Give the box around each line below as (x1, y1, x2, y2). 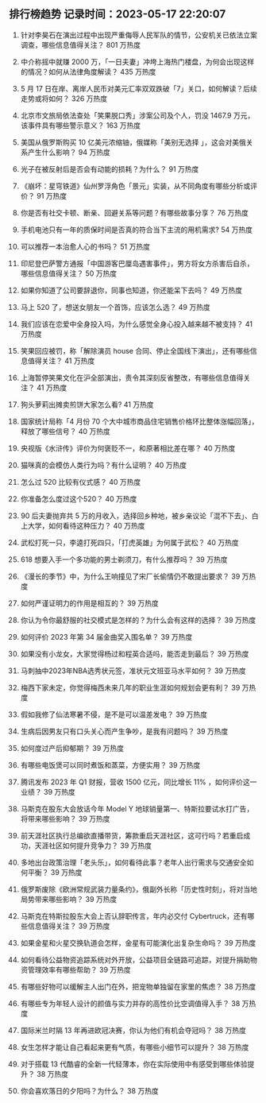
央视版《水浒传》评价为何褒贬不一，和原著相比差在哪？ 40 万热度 (20, 443, 236, 453)
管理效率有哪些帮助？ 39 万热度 (27, 965, 132, 974)
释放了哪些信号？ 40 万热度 (20, 426, 110, 435)
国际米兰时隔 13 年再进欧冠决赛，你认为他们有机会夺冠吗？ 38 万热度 (20, 1025, 247, 1035)
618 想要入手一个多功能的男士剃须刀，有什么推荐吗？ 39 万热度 (20, 555, 228, 564)
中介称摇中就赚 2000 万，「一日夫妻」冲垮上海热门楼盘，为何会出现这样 (20, 56, 255, 66)
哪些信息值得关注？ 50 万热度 (20, 269, 118, 278)
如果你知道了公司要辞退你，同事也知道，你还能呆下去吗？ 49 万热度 (20, 285, 243, 295)
